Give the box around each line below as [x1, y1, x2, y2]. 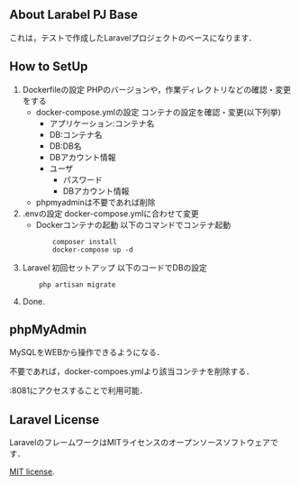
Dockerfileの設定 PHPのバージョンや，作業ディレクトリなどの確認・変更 [22, 84, 291, 95]
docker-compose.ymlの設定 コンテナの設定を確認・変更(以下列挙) [35, 106, 282, 117]
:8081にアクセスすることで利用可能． [9, 385, 148, 396]
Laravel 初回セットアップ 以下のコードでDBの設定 [22, 261, 207, 273]
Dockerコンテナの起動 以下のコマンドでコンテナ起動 [35, 219, 232, 230]
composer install [52, 237, 117, 246]
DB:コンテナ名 [49, 129, 103, 140]
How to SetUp [9, 59, 88, 75]
